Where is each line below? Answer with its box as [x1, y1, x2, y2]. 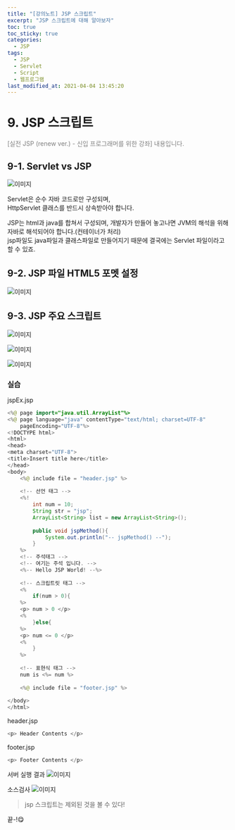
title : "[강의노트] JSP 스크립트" [7, 10, 97, 18]
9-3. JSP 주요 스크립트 [7, 310, 102, 322]
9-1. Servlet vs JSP [7, 160, 92, 172]
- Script [13, 69, 39, 76]
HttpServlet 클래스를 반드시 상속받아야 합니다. [7, 203, 135, 212]
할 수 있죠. [7, 245, 36, 253]
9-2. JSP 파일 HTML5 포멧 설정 [7, 268, 139, 279]
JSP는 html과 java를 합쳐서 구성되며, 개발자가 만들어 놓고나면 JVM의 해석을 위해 [7, 219, 229, 227]
